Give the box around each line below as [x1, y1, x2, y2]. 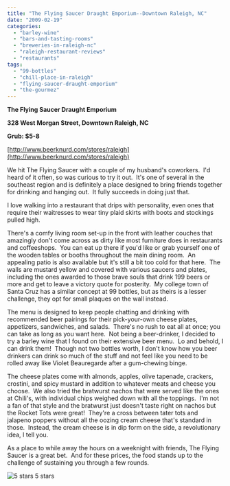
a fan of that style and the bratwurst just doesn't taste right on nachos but [7, 402, 216, 410]
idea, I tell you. [7, 430, 49, 439]
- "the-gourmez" [13, 86, 60, 93]
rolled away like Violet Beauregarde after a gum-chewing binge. [7, 359, 187, 367]
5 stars [34, 472, 55, 481]
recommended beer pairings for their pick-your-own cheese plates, [7, 315, 198, 323]
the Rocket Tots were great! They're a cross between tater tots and [7, 409, 198, 417]
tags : [7, 61, 23, 68]
